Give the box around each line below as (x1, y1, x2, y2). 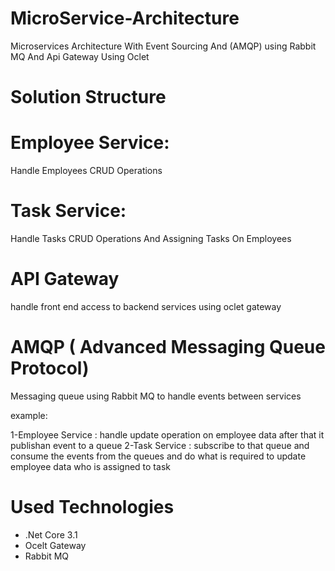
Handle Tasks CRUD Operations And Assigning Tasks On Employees (10, 233, 292, 244)
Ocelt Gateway (24, 539, 87, 551)
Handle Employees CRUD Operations (10, 165, 163, 177)
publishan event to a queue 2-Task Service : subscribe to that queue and (10, 439, 310, 451)
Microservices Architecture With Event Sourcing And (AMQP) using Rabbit (10, 40, 317, 52)
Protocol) (10, 357, 90, 380)
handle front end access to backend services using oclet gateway (10, 300, 282, 312)
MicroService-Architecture (10, 7, 240, 30)
